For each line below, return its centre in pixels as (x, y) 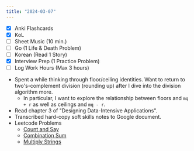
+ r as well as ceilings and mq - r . (64, 104)
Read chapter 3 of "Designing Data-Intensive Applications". (86, 111)
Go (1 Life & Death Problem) (48, 48)
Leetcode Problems (38, 123)
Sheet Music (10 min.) (41, 41)
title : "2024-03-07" (31, 11)
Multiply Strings (42, 142)
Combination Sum (45, 136)
